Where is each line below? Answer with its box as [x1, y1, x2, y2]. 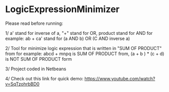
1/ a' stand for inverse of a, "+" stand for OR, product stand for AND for [5, 30, 153, 36]
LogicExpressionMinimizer [5, 4, 120, 15]
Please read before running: [5, 20, 64, 26]
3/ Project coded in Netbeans [5, 66, 67, 72]
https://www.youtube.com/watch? [84, 75, 155, 81]
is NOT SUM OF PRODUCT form [5, 56, 72, 62]
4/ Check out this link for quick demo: [5, 75, 84, 81]
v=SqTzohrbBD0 [5, 81, 40, 87]
